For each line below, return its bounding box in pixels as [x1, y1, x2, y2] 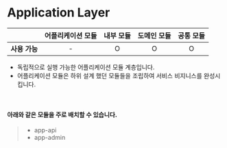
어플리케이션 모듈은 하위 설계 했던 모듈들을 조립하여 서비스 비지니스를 [16, 71, 202, 79]
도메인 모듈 [137, 31, 171, 40]
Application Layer [7, 5, 110, 21]
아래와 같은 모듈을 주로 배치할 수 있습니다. [7, 110, 118, 119]
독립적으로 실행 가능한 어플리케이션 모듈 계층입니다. [16, 63, 155, 71]
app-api [34, 126, 57, 134]
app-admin [34, 134, 66, 142]
